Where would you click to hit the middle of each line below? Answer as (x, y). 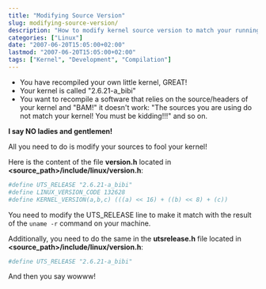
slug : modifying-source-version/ (63, 23)
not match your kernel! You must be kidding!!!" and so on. (114, 116)
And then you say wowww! (52, 276)
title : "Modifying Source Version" (67, 15)
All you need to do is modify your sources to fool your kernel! (108, 146)
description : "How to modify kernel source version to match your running (134, 30)
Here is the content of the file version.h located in (90, 162)
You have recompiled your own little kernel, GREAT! (103, 82)
